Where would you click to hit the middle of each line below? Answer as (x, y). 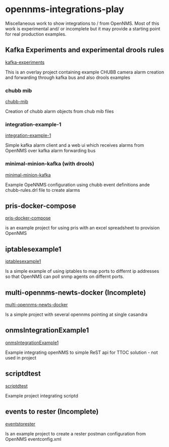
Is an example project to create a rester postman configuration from (76, 433)
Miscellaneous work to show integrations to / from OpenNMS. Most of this (82, 23)
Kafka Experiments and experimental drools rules (85, 50)
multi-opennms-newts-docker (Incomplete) (76, 292)
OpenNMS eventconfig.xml (33, 439)
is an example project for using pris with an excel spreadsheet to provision (82, 228)
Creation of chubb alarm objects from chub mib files (60, 111)
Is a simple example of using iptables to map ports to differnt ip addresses (82, 271)
